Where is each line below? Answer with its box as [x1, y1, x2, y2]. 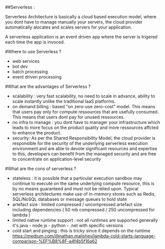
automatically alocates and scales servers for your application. [5, 24, 132, 30]
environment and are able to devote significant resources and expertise [12, 146, 158, 151]
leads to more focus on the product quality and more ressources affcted [12, 124, 159, 130]
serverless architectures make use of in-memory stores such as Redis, [12, 191, 156, 197]
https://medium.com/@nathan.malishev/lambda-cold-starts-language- [12, 233, 156, 239]
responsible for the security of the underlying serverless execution [12, 140, 148, 146]
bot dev [12, 64, 28, 69]
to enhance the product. [12, 130, 62, 135]
